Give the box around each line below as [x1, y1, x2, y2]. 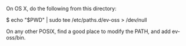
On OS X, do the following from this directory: [6, 5, 117, 12]
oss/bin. [6, 34, 26, 41]
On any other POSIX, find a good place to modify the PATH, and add [6, 28, 171, 35]
